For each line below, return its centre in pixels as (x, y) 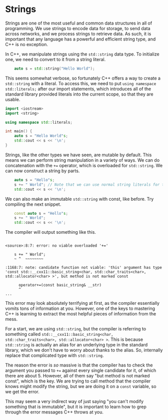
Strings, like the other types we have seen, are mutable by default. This (78, 155)
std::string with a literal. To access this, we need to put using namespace (81, 83)
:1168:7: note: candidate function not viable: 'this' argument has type (84, 268)
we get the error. (22, 392)
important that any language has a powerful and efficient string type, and (80, 39)
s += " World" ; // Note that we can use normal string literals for (87, 184)
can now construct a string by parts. (42, 171)
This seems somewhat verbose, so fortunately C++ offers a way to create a (83, 78)
